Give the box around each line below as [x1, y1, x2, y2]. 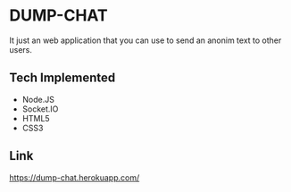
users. [9, 44, 33, 54]
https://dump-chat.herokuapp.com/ [9, 171, 140, 183]
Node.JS [21, 94, 55, 104]
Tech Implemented [9, 71, 116, 86]
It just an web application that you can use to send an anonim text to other [9, 35, 282, 46]
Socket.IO [21, 104, 59, 114]
